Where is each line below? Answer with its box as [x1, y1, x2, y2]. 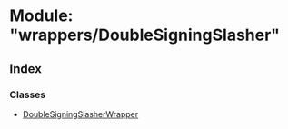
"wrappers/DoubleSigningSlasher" [9, 25, 280, 45]
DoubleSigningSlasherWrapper [22, 108, 139, 119]
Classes [9, 88, 46, 101]
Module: [9, 5, 74, 26]
